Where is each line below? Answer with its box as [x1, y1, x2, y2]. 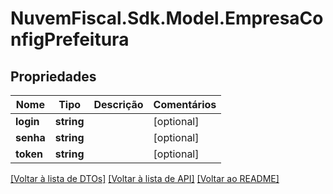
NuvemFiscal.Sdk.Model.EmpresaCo [10, 7, 324, 30]
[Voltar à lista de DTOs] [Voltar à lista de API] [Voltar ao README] [10, 173, 280, 184]
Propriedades [10, 68, 97, 85]
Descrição [93, 98, 144, 111]
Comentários [153, 98, 217, 111]
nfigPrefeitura [10, 28, 130, 51]
